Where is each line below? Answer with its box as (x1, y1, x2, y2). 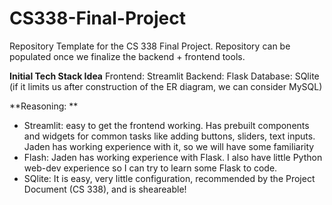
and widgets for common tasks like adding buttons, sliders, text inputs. (23, 130, 316, 142)
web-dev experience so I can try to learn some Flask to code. (23, 162, 278, 174)
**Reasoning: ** (9, 100, 79, 112)
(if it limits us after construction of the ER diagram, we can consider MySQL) (9, 80, 323, 92)
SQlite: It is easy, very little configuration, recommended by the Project (23, 172, 316, 184)
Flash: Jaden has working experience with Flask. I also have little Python (23, 151, 323, 163)
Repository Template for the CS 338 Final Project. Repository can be (9, 40, 291, 52)
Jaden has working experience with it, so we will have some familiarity (23, 140, 315, 152)
